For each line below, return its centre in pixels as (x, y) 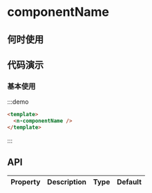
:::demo (18, 102)
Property (26, 182)
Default (129, 182)
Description (67, 182)
